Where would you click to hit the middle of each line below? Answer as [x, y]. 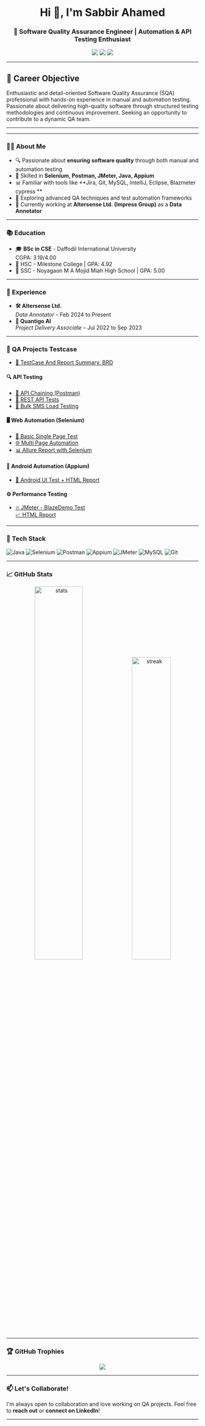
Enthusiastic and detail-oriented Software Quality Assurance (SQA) [91, 93]
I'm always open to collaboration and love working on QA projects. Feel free [102, 1404]
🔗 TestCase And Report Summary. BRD [64, 362]
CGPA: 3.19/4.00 [36, 257]
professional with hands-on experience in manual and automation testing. [99, 100]
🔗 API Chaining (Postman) [48, 393]
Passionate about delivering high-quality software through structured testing [103, 106]
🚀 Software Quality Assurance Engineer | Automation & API [103, 32]
